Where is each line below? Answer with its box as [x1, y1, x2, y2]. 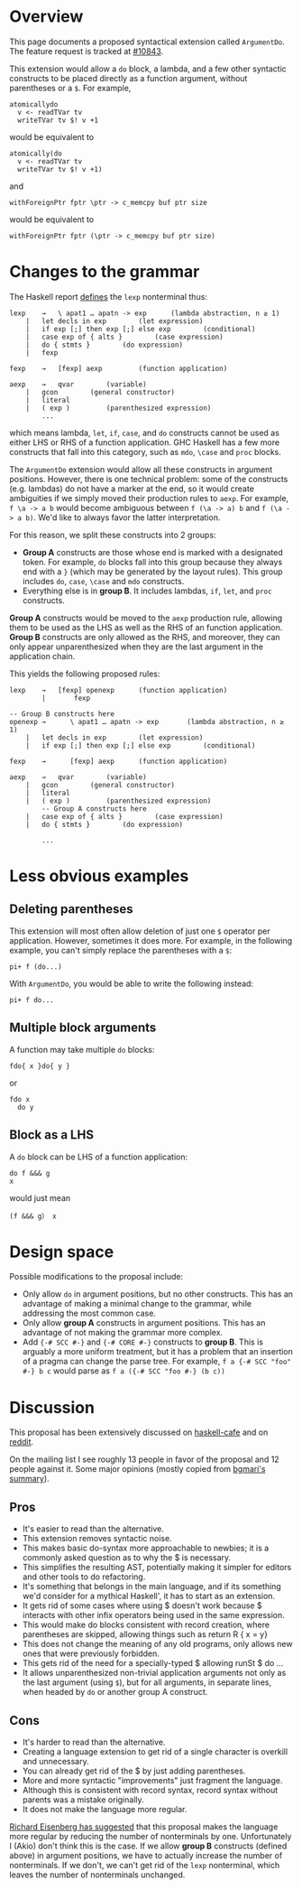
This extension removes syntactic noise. [22, 1533, 173, 1544]
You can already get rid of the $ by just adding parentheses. [22, 1765, 246, 1776]
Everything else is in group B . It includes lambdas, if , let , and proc [22, 585, 272, 596]
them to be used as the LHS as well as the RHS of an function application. [9, 621, 283, 633]
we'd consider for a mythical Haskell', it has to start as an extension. [22, 1591, 276, 1602]
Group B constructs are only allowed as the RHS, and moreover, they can [9, 631, 281, 642]
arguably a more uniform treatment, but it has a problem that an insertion [22, 1346, 293, 1357]
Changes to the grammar [9, 262, 200, 282]
